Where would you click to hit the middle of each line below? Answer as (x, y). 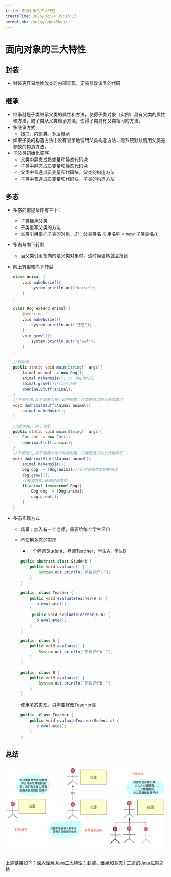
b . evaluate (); (51, 620)
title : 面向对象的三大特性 (31, 11)
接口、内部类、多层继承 (45, 134)
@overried (33, 314)
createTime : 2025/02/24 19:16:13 (41, 16)
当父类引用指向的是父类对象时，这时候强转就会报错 (74, 256)
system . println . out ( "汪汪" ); (62, 325)
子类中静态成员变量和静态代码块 (54, 166)
